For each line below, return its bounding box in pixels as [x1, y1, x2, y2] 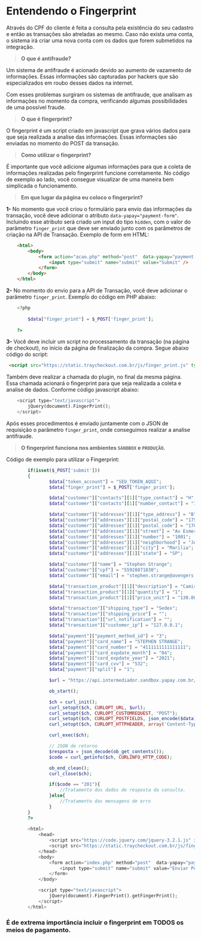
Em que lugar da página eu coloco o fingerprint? [20, 193, 144, 201]
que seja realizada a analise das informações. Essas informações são [6, 133, 178, 141]
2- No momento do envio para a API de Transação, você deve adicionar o [6, 287, 188, 294]
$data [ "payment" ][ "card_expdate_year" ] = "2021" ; [48, 655, 175, 661]
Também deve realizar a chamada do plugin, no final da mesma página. [6, 374, 182, 381]
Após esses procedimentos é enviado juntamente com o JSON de [6, 419, 169, 427]
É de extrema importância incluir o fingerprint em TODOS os [6, 918, 184, 926]
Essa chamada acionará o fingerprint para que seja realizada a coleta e [6, 380, 181, 387]
